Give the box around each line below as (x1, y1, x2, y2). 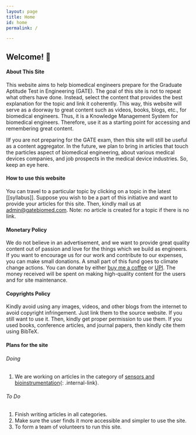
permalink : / (6, 25, 38, 31)
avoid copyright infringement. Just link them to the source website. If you (6, 309, 183, 316)
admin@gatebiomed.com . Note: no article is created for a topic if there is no (6, 207, 189, 214)
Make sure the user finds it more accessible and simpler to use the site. (14, 417, 187, 424)
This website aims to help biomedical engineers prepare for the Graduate (6, 81, 183, 88)
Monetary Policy (6, 226, 47, 233)
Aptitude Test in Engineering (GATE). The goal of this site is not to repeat (6, 87, 181, 95)
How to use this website (6, 174, 66, 182)
